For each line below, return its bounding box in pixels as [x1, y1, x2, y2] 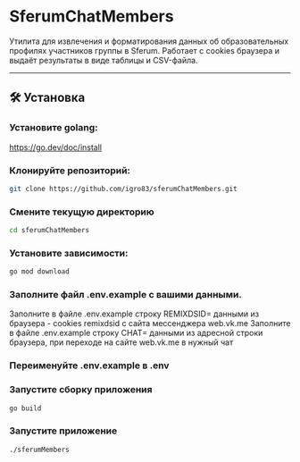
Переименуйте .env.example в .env [9, 359, 170, 372]
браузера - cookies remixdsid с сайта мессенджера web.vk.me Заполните [9, 318, 291, 329]
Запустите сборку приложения [9, 383, 154, 396]
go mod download [9, 267, 70, 276]
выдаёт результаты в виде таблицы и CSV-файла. [9, 55, 198, 65]
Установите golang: [9, 122, 98, 134]
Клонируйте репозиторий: [9, 164, 131, 176]
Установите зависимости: [9, 247, 129, 259]
